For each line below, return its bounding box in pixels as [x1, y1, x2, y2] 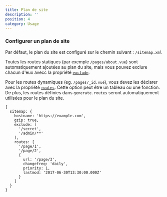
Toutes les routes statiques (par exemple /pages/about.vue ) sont [5, 58, 138, 65]
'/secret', [18, 126, 41, 131]
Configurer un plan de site [5, 38, 70, 45]
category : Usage [5, 21, 39, 26]
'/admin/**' [18, 131, 43, 136]
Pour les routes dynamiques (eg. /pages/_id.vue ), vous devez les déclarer [5, 79, 158, 85]
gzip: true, [14, 118, 39, 123]
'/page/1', [18, 144, 41, 149]
